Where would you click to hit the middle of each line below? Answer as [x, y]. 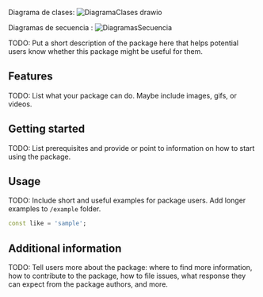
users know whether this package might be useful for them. [106, 51]
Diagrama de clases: [42, 12]
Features [30, 77]
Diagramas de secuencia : [51, 27]
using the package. [40, 156]
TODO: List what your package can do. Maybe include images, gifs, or [123, 95]
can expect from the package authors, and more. [88, 284]
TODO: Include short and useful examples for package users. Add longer [127, 201]
